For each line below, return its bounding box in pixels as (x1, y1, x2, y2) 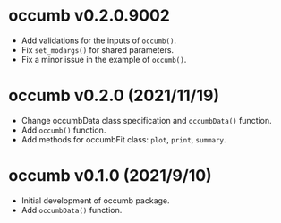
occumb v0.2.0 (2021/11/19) (8, 86, 220, 106)
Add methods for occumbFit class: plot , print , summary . (21, 133, 226, 144)
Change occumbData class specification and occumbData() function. (21, 115, 272, 125)
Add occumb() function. (21, 124, 106, 135)
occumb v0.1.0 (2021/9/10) (8, 166, 212, 186)
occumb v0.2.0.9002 (8, 5, 171, 26)
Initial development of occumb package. (21, 194, 171, 206)
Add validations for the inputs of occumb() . (21, 35, 176, 46)
